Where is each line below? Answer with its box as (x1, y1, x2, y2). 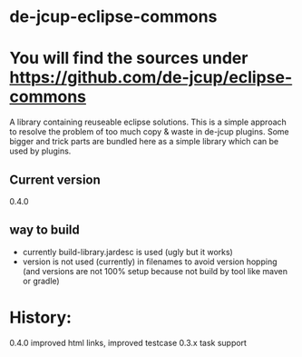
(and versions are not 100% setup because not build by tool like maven (22, 265, 288, 276)
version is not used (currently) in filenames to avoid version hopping (22, 256, 278, 267)
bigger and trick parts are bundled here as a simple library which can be (9, 136, 279, 147)
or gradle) (22, 275, 61, 286)
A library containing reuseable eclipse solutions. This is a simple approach (9, 116, 287, 128)
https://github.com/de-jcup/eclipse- (9, 67, 293, 88)
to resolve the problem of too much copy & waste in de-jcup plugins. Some (9, 126, 289, 137)
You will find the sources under (9, 48, 248, 69)
